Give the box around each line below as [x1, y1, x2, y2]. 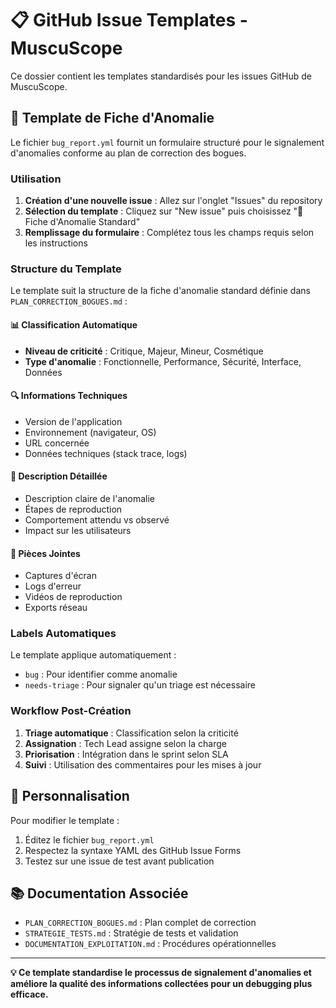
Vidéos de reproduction [24, 591, 123, 603]
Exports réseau [24, 602, 88, 614]
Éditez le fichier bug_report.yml [24, 833, 155, 846]
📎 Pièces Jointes [10, 547, 81, 559]
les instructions [24, 237, 88, 249]
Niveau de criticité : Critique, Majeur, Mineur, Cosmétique [24, 345, 264, 357]
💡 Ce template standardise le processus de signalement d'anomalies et [10, 967, 312, 979]
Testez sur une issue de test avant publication [24, 855, 215, 867]
